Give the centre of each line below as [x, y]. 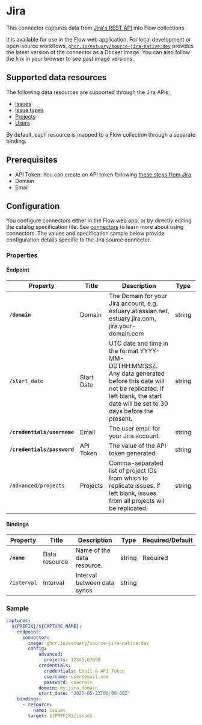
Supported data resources [57, 77]
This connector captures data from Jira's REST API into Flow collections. [96, 28]
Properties [22, 255]
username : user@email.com [77, 677]
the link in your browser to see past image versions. [70, 58]
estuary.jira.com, [133, 319]
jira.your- [123, 326]
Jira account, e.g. [133, 303]
